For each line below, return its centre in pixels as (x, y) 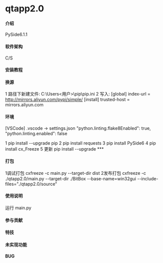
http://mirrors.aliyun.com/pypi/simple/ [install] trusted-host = (68, 100)
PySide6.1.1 (16, 35)
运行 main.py (18, 208)
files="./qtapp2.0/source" (31, 184)
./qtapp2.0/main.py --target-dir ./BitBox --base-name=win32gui (71, 178)
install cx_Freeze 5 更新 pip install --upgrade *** (55, 149)
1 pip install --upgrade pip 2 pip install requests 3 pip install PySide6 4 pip (81, 143)
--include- (148, 178)
